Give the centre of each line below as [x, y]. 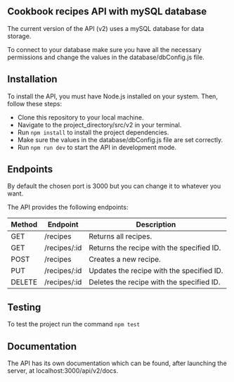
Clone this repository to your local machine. [80, 117]
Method [24, 224]
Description [156, 224]
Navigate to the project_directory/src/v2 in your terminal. [99, 125]
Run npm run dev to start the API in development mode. [97, 147]
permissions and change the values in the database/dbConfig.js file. [106, 57]
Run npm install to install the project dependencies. [93, 132]
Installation [32, 79]
